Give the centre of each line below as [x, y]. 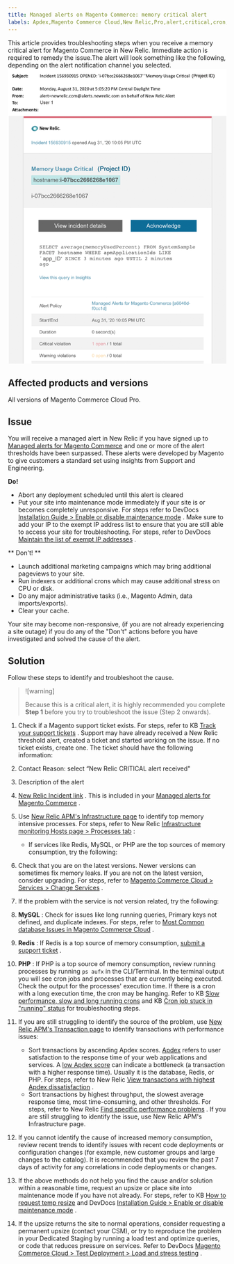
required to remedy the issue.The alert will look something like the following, [117, 57]
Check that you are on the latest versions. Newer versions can [107, 866]
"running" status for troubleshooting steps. [79, 1009]
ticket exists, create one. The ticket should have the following [106, 748]
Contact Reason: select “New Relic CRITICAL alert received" [104, 768]
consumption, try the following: [73, 852]
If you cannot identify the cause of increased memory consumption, [115, 1137]
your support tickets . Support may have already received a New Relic [118, 733]
